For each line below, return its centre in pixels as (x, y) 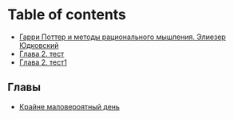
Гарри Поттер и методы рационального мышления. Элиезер (123, 37)
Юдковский (39, 45)
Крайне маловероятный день (69, 106)
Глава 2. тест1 (43, 62)
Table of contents (67, 15)
